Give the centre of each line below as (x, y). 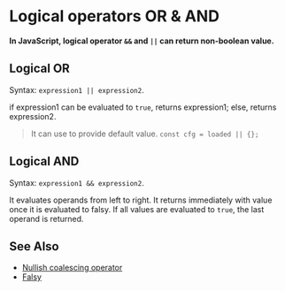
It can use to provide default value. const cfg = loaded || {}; (145, 134)
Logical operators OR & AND (114, 16)
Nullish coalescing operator (72, 268)
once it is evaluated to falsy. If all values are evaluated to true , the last (137, 209)
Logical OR (40, 69)
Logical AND (44, 161)
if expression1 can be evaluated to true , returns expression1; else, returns (143, 107)
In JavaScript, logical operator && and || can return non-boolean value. (142, 41)
